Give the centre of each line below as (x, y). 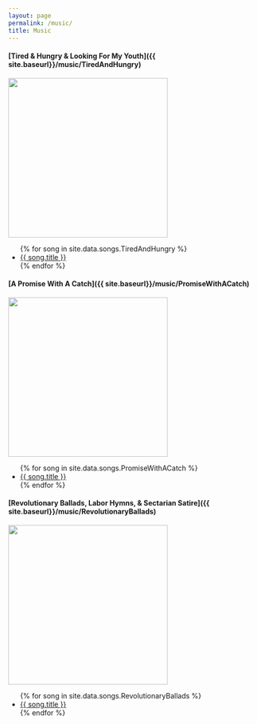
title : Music (30, 30)
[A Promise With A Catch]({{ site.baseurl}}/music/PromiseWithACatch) (129, 284)
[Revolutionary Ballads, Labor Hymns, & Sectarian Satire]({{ (109, 503)
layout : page (30, 16)
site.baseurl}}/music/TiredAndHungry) (75, 64)
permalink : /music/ (41, 23)
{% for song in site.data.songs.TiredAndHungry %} (103, 249)
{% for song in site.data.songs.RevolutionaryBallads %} (111, 695)
